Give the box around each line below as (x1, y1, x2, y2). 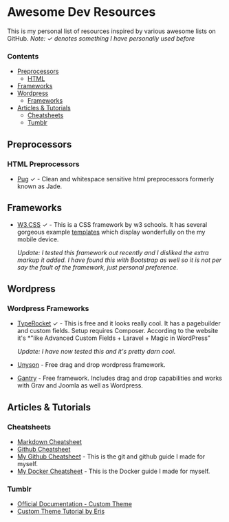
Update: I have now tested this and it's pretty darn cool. (17, 348, 176, 356)
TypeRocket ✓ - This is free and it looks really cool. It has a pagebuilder (17, 319, 221, 328)
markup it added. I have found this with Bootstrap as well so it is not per (17, 256, 222, 264)
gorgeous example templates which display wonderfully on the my (17, 228, 206, 236)
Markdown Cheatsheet (17, 438, 83, 446)
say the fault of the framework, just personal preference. (17, 263, 179, 271)
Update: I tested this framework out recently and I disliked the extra (17, 248, 209, 257)
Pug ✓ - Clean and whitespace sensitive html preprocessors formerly (17, 174, 215, 183)
